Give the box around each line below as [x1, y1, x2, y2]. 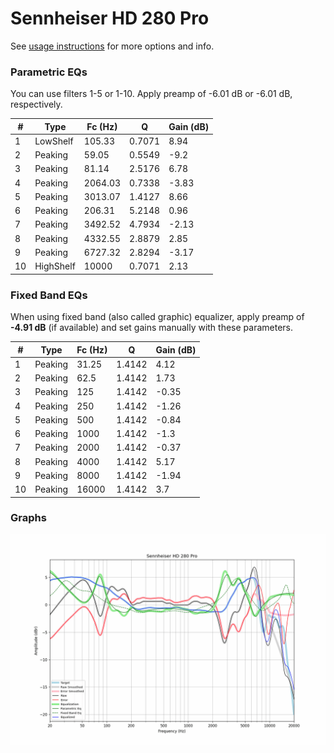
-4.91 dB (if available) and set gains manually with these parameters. [10, 322, 294, 334]
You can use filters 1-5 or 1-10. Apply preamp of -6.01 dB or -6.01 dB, [10, 88, 293, 100]
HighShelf [34, 260, 76, 272]
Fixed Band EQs [10, 288, 88, 302]
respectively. [10, 98, 63, 111]
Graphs [10, 511, 47, 525]
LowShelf [34, 135, 74, 147]
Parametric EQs [10, 65, 88, 79]
